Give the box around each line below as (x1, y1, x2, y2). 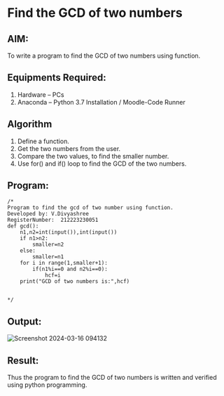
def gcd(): (7, 223, 39, 230)
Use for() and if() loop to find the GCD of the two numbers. (17, 159, 187, 168)
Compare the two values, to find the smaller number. (17, 152, 169, 160)
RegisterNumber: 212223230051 (7, 216, 99, 224)
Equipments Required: (7, 72, 106, 84)
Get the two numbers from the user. (17, 144, 121, 152)
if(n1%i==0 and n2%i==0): (32, 265, 108, 273)
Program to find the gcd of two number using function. (7, 204, 174, 211)
